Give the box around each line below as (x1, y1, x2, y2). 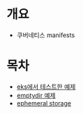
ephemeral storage (16, 99, 71, 107)
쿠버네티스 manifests (16, 31, 75, 39)
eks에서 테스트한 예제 (16, 82, 76, 91)
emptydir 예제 (16, 91, 56, 99)
